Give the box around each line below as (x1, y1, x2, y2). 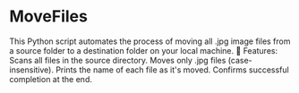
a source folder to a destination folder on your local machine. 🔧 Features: (9, 45, 278, 55)
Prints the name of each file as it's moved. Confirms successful (55, 64, 289, 75)
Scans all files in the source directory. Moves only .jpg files (9, 55, 226, 65)
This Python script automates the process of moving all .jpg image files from (9, 36, 291, 46)
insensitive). (9, 64, 54, 75)
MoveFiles (9, 6, 88, 27)
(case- (227, 55, 252, 65)
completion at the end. (9, 73, 92, 84)
